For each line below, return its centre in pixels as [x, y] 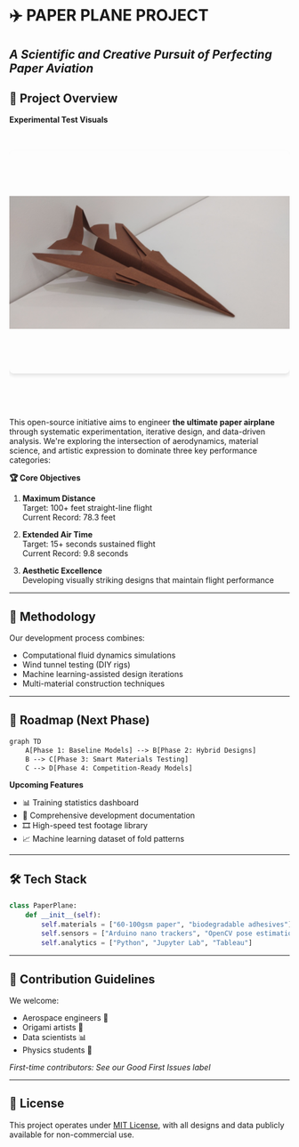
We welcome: [34, 1001]
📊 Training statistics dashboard [81, 803]
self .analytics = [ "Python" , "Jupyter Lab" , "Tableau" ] [147, 943]
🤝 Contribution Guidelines [82, 979]
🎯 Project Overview [64, 98]
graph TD [25, 742]
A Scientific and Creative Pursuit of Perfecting [141, 54]
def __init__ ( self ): [63, 915]
